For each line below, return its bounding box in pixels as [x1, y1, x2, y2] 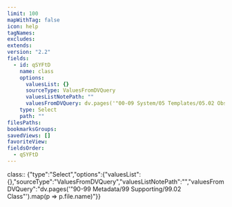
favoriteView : [7, 139, 48, 146]
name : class [19, 68, 54, 75]
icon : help [7, 23, 39, 30]
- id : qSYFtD [13, 61, 51, 68]
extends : [7, 42, 32, 49]
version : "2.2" [7, 49, 51, 56]
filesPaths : [7, 119, 41, 126]
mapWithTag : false [7, 17, 60, 23]
